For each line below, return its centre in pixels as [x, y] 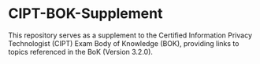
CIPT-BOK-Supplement [85, 14]
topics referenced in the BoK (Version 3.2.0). [81, 52]
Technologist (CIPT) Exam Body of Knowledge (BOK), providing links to [124, 43]
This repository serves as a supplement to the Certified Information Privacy [130, 35]
